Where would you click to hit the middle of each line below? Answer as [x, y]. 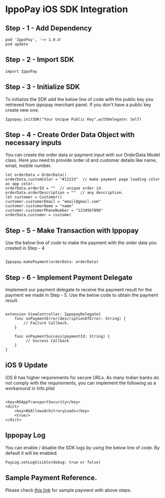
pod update [17, 44]
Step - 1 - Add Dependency [49, 28]
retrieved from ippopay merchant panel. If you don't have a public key [78, 105]
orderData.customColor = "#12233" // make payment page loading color [82, 179]
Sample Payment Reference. [51, 478]
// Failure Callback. [46, 323]
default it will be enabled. [32, 453]
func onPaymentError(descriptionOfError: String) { [70, 319]
